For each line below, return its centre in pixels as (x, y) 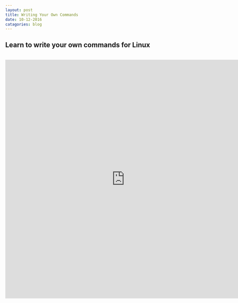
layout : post (19, 10)
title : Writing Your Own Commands (42, 15)
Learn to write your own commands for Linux (78, 45)
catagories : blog (24, 24)
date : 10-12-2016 (24, 19)
